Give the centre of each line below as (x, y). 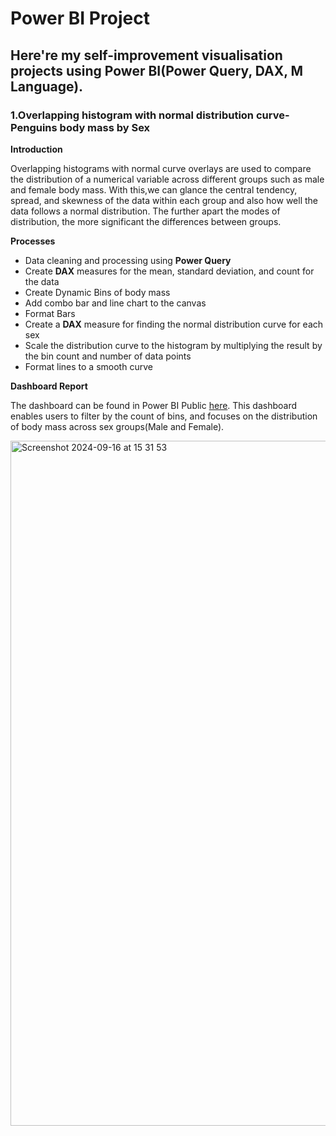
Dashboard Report (49, 386)
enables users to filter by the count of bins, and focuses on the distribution (164, 416)
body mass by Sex (105, 127)
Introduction (36, 149)
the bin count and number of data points (108, 356)
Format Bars (50, 313)
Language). (47, 86)
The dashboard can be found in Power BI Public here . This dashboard (154, 405)
